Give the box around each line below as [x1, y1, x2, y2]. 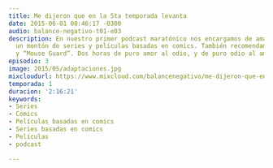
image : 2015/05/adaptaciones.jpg [8, 65, 122, 73]
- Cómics [8, 110, 38, 118]
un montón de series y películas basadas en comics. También [15, 42, 227, 50]
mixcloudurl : [8, 72, 53, 80]
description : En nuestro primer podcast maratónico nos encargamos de [8, 34, 253, 43]
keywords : [8, 95, 42, 103]
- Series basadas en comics [8, 125, 104, 133]
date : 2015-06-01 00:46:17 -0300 [8, 19, 122, 28]
